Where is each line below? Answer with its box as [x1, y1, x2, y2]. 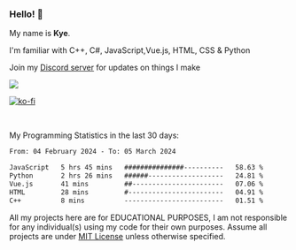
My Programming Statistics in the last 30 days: [9, 130, 180, 140]
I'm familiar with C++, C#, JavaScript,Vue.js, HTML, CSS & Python [9, 45, 251, 56]
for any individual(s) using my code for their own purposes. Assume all [9, 221, 268, 232]
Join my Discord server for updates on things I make [9, 62, 201, 73]
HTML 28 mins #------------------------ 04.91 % [9, 187, 264, 197]
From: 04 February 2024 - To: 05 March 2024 [9, 148, 176, 156]
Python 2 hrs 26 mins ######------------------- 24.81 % [9, 171, 264, 180]
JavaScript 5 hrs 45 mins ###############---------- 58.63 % [9, 163, 264, 172]
